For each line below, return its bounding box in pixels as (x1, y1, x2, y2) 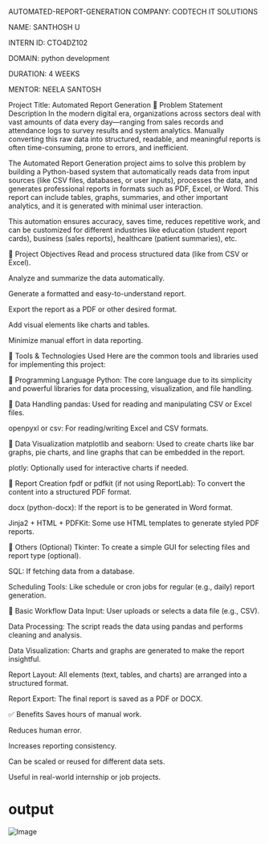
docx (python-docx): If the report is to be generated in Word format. (8, 503, 233, 512)
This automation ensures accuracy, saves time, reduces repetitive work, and (8, 217, 261, 226)
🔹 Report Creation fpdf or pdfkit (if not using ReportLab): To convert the (8, 479, 246, 488)
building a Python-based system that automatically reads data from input (8, 167, 251, 176)
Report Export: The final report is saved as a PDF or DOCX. (8, 694, 203, 703)
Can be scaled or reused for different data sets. (8, 756, 165, 766)
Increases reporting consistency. (8, 741, 117, 750)
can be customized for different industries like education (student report (8, 225, 247, 234)
